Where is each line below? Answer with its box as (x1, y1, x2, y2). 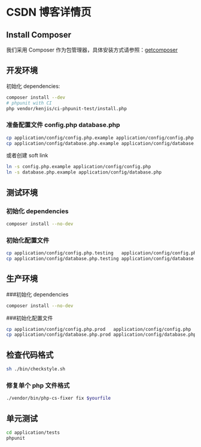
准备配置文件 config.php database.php (6, 121, 120, 129)
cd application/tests (6, 429, 60, 436)
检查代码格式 (6, 349, 54, 360)
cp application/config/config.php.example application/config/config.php (6, 135, 194, 141)
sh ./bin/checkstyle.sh (6, 366, 66, 372)
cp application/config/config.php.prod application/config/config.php (6, 326, 191, 332)
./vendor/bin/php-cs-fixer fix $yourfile (6, 396, 111, 402)
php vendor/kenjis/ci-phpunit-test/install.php (6, 105, 127, 111)
